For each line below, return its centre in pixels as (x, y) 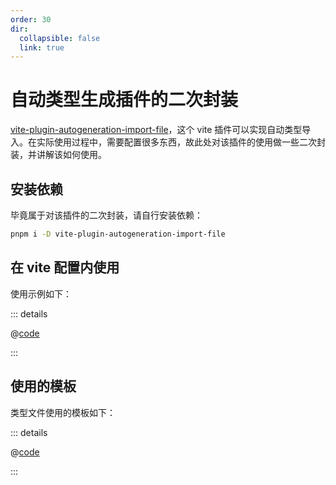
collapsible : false (60, 38)
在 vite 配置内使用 (65, 267)
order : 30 (31, 19)
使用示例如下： (41, 293)
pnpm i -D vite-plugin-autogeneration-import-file (118, 234)
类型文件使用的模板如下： (63, 412)
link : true (42, 47)
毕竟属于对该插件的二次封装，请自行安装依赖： (106, 215)
